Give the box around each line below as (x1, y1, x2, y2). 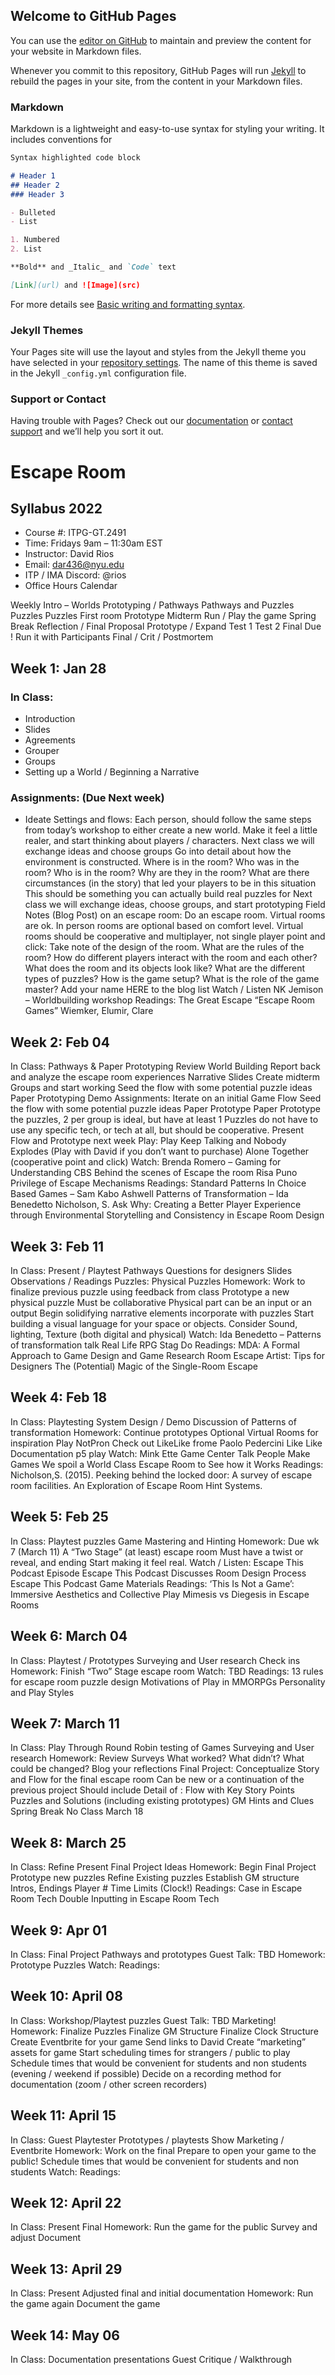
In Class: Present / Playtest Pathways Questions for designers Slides (10, 1265, 293, 1277)
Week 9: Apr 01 (10, 1922, 108, 1939)
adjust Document (10, 2232, 82, 2244)
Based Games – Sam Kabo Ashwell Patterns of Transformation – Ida (10, 1188, 289, 1200)
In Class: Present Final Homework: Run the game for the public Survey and (10, 2221, 318, 2233)
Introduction (24, 713, 76, 725)
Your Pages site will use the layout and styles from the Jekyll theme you (10, 346, 307, 358)
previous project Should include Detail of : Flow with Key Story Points (10, 1784, 295, 1796)
